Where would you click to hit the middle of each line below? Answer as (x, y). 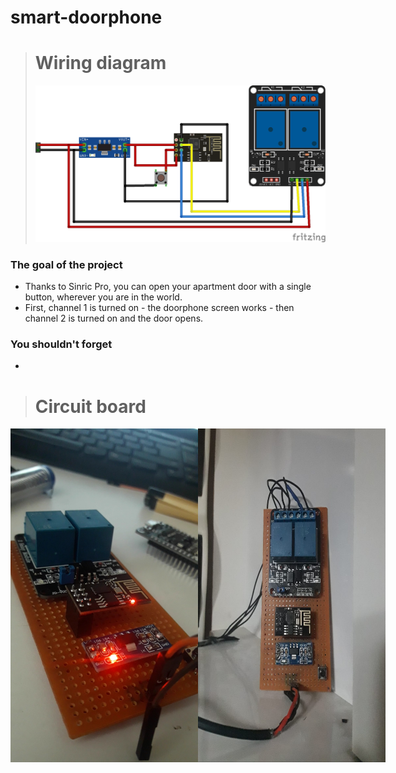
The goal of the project (66, 264)
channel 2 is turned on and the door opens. (114, 318)
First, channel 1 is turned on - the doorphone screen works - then (159, 308)
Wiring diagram (100, 63)
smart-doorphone (86, 17)
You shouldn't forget (61, 344)
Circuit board (90, 406)
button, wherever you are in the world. (103, 297)
